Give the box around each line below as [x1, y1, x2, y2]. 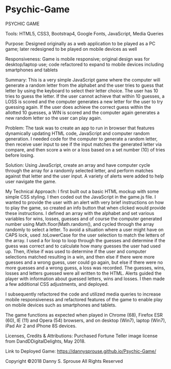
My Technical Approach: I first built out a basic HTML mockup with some [5, 188, 159, 195]
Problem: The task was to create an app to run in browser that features [5, 125, 155, 131]
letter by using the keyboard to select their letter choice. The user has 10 [5, 87, 159, 93]
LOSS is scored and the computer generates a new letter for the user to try [5, 99, 163, 105]
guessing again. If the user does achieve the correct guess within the [5, 104, 151, 110]
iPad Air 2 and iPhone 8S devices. [5, 322, 77, 329]
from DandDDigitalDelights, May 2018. [5, 338, 86, 344]
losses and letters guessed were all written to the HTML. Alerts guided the [5, 270, 162, 276]
